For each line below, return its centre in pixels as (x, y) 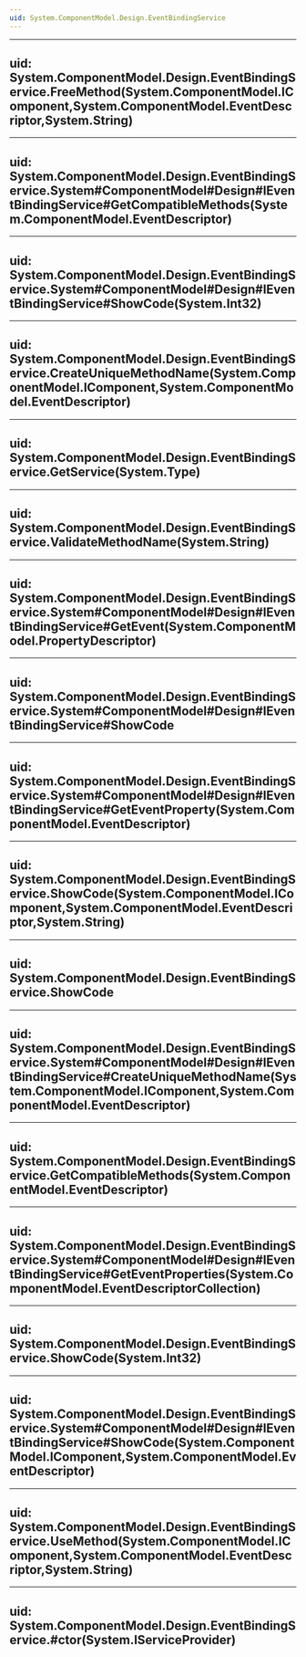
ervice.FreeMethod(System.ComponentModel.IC (152, 92)
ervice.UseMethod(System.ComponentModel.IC (150, 1542)
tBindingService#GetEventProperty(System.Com (152, 809)
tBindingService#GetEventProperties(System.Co (152, 1274)
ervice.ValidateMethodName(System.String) (140, 543)
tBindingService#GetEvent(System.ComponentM (153, 626)
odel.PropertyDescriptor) (83, 640)
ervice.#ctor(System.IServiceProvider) (123, 1640)
